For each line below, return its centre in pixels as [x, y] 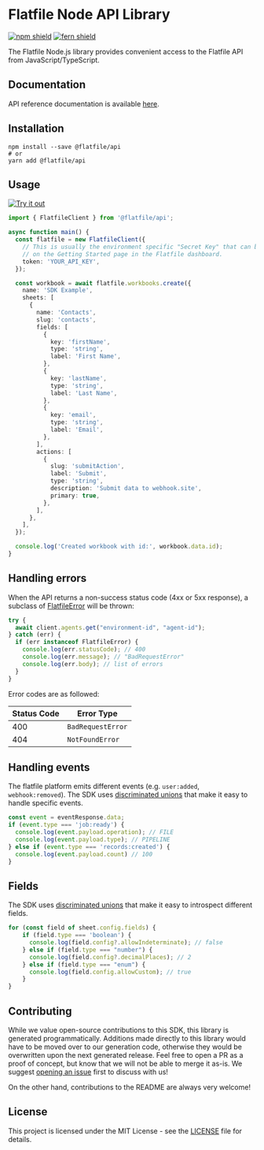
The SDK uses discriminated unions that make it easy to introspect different [130, 905]
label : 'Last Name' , [84, 393]
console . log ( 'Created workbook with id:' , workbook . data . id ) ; [119, 547]
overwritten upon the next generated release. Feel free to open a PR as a [126, 1055]
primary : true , [75, 495]
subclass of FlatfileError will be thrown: [71, 605]
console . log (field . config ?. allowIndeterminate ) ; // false [126, 943]
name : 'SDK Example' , [57, 290]
